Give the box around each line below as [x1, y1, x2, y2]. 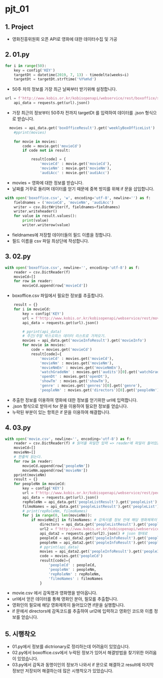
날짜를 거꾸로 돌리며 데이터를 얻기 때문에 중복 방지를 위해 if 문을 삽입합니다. [12, 186, 154, 192]
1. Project [5, 23, 34, 31]
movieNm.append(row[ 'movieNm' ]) [22, 468, 88, 473]
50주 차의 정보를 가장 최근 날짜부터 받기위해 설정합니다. [12, 86, 117, 92]
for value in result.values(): [14, 213, 77, 219]
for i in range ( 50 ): [5, 63, 47, 68]
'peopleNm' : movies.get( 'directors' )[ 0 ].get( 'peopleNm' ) [39, 387, 160, 392]
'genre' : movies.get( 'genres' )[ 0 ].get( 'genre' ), [39, 383, 142, 388]
